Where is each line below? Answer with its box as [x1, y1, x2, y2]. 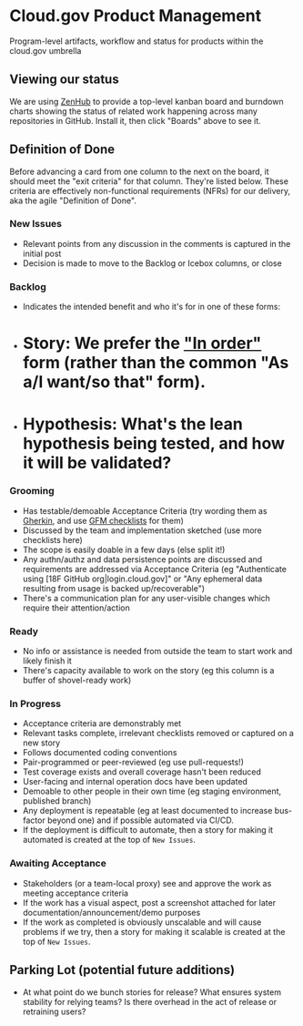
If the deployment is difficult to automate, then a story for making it [22, 825, 274, 836]
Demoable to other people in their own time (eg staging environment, [22, 785, 282, 797]
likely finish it [22, 655, 73, 666]
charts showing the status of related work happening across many [9, 106, 258, 117]
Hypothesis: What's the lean [22, 414, 243, 434]
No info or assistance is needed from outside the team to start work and [22, 646, 293, 657]
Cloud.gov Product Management [9, 5, 262, 26]
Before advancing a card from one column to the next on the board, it [9, 166, 270, 177]
